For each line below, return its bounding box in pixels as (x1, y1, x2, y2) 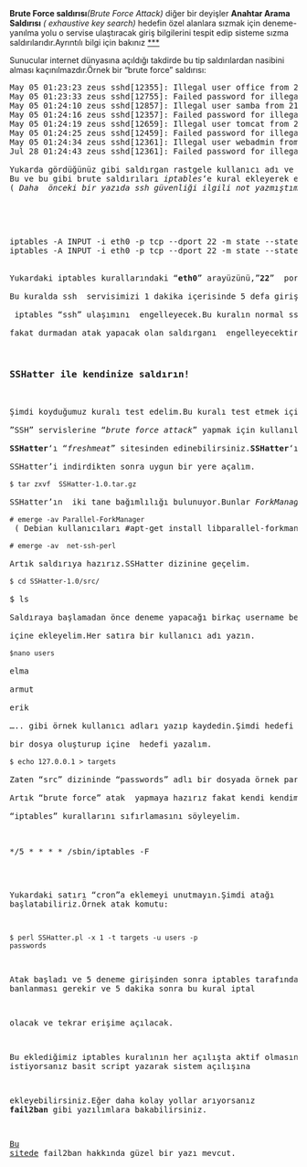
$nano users (9, 649, 55, 658)
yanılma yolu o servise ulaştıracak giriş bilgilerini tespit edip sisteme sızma (9, 27, 290, 38)
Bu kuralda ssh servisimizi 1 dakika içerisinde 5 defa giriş (9, 292, 299, 302)
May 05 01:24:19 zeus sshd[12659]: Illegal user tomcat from (9, 119, 290, 129)
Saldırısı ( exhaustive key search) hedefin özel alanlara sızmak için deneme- (9, 17, 297, 28)
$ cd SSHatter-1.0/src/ (9, 577, 101, 587)
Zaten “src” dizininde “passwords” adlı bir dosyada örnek (9, 775, 281, 785)
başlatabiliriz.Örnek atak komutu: (9, 899, 169, 909)
